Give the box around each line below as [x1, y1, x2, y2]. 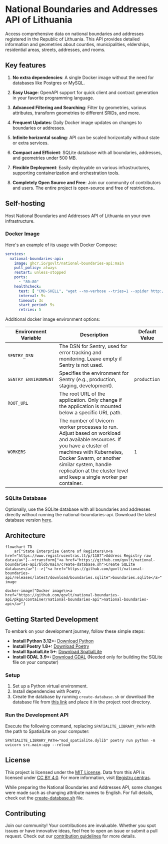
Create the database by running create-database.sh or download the [12, 694, 154, 700]
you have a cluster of [59, 442, 108, 449]
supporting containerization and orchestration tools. [12, 170, 120, 176]
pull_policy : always [14, 265, 57, 271]
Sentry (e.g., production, [59, 376, 116, 383]
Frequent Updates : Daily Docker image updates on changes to [12, 119, 142, 126]
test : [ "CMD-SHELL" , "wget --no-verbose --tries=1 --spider [18, 289, 149, 294]
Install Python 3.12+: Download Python [12, 638, 94, 644]
